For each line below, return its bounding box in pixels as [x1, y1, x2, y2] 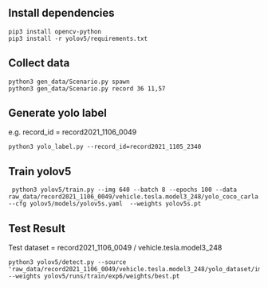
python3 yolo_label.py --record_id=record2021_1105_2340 [8, 143, 202, 151]
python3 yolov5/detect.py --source [8, 258, 127, 266]
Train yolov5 [8, 164, 72, 178]
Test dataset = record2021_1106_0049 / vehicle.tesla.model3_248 [8, 243, 223, 253]
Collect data [8, 56, 70, 70]
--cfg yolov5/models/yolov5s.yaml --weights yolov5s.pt [8, 200, 202, 208]
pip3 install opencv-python [8, 27, 102, 35]
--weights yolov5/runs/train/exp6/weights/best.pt [8, 272, 180, 281]
